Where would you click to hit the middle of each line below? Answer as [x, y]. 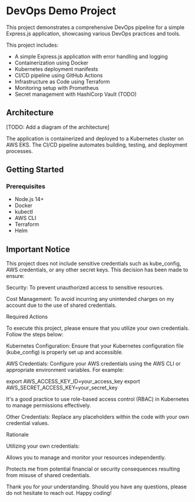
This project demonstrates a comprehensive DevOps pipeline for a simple [95, 27]
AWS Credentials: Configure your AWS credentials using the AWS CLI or [93, 364]
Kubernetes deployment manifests [56, 69]
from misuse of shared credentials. [49, 475]
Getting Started [35, 170]
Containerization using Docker [52, 63]
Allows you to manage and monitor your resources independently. [86, 458]
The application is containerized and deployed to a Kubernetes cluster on [95, 138]
